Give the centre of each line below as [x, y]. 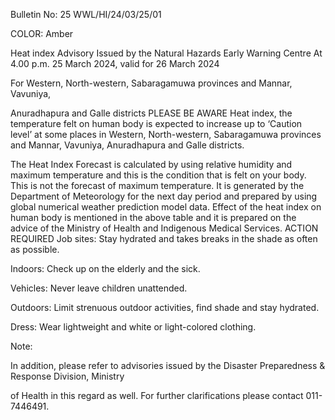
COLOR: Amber [42, 33]
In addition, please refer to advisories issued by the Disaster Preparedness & [168, 365]
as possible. [35, 249]
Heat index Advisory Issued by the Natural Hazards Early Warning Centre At [166, 53]
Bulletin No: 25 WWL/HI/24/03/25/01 [86, 14]
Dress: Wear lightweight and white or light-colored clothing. [133, 327]
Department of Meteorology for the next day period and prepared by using [164, 196]
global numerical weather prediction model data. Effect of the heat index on [166, 207]
